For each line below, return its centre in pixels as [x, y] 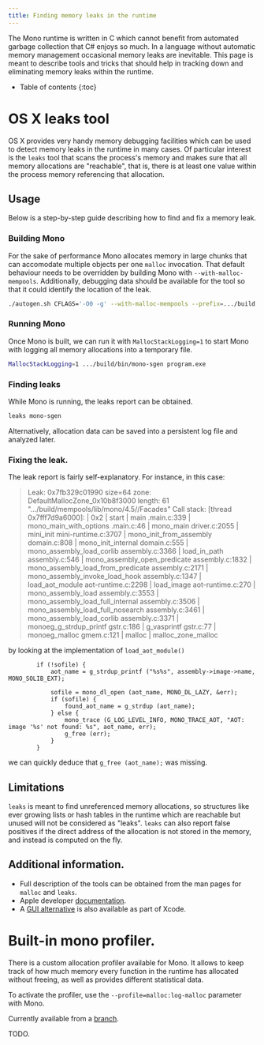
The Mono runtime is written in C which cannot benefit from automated [123, 38]
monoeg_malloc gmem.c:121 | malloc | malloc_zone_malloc [123, 635]
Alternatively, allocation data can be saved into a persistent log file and [123, 430]
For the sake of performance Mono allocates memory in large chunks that [128, 256]
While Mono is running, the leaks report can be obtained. [100, 402]
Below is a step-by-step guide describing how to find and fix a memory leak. [132, 218]
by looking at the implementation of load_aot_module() [97, 650]
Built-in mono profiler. [82, 941]
